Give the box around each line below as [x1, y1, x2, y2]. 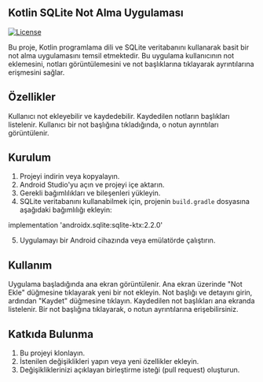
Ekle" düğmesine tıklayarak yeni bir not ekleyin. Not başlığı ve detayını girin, [8, 287, 253, 298]
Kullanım [8, 258, 53, 272]
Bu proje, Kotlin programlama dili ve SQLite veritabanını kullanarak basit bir [8, 43, 250, 52]
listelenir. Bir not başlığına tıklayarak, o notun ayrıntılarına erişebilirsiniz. [8, 305, 239, 314]
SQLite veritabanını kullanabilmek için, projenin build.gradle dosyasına [19, 197, 250, 206]
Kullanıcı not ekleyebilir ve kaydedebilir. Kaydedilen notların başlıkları [8, 111, 230, 121]
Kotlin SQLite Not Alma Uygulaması [8, 6, 184, 20]
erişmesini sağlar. [8, 67, 65, 77]
